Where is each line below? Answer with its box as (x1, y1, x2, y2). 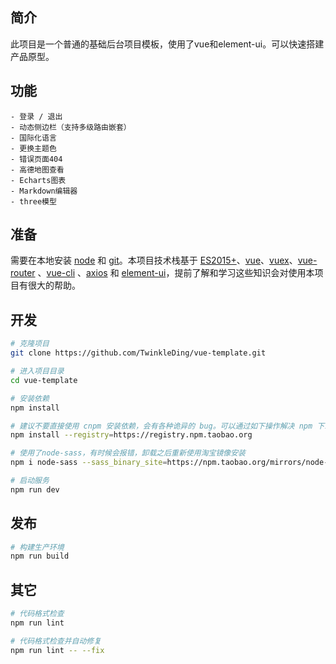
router (10, 267, 36, 279)
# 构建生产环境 (10, 542, 65, 552)
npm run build (10, 551, 70, 562)
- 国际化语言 (10, 133, 57, 143)
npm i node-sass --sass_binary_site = (10, 458, 168, 468)
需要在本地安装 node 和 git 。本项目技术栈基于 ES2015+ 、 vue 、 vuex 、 (10, 254, 298, 267)
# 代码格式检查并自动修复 (10, 636, 102, 646)
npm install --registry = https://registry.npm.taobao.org (10, 430, 253, 440)
